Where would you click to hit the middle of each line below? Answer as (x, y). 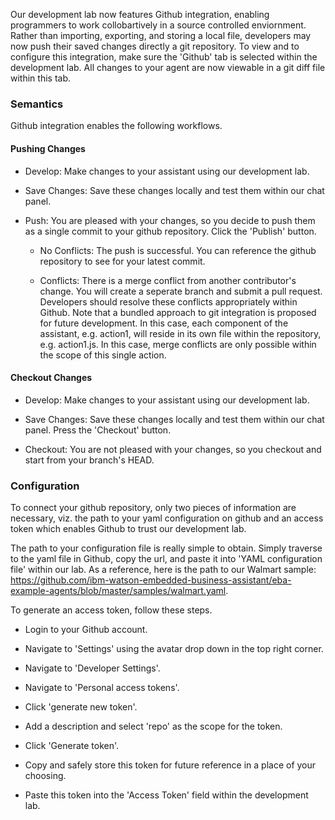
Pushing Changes (48, 148)
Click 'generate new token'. (81, 707)
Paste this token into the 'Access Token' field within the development (166, 795)
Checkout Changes (51, 378)
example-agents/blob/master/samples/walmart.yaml (118, 590)
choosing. (45, 775)
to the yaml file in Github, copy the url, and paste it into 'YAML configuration (166, 558)
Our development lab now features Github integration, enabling (140, 14)
